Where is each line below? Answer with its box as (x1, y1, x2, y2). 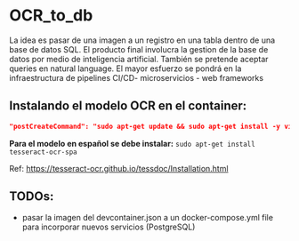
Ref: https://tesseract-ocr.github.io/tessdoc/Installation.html (9, 163, 229, 173)
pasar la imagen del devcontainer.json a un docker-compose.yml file (21, 213, 274, 223)
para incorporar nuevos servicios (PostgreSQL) (21, 221, 196, 232)
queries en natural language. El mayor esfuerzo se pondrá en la (9, 63, 242, 74)
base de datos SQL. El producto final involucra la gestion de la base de (9, 44, 269, 54)
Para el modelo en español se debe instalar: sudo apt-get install (9, 138, 255, 149)
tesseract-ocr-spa (9, 148, 77, 157)
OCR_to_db (9, 5, 93, 26)
